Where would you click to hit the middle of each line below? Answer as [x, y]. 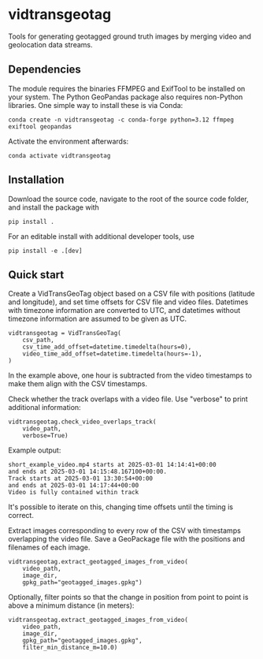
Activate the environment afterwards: [69, 141]
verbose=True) [45, 436]
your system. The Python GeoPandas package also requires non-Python [126, 97]
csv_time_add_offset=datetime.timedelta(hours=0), [107, 347]
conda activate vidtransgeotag [59, 155]
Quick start [36, 275]
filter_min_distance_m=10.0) [70, 648]
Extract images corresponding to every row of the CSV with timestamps [125, 531]
